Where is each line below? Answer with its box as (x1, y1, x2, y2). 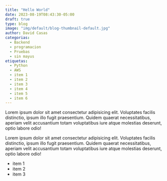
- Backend (9, 40, 30, 45)
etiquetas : (5, 58, 28, 63)
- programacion (9, 44, 41, 49)
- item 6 (9, 95, 28, 100)
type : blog (5, 21, 28, 26)
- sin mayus (9, 53, 35, 59)
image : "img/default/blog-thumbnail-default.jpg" (5, 26, 111, 31)
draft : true (5, 16, 30, 21)
